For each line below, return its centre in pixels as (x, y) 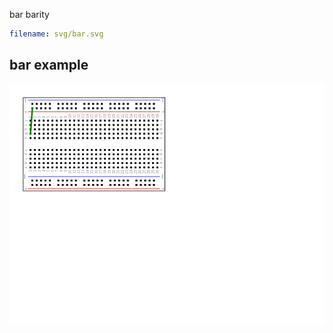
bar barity (29, 14)
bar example (49, 65)
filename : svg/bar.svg (56, 34)
